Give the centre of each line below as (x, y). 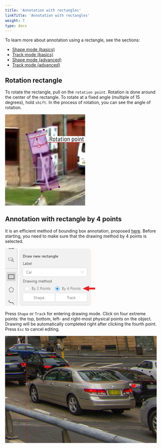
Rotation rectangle (34, 80)
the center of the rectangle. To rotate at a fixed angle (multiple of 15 (73, 97)
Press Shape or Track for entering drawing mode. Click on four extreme (75, 313)
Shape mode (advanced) (37, 60)
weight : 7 (15, 20)
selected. (14, 241)
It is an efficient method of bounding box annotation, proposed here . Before (81, 231)
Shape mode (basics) (33, 50)
